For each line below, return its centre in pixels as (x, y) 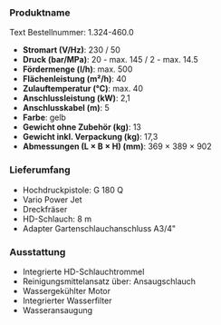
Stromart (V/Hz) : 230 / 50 (71, 50)
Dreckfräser (45, 209)
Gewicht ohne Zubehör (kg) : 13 (82, 127)
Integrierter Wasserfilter (67, 300)
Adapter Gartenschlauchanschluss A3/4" (99, 228)
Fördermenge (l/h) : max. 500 (77, 69)
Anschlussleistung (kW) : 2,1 (76, 98)
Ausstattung (38, 251)
